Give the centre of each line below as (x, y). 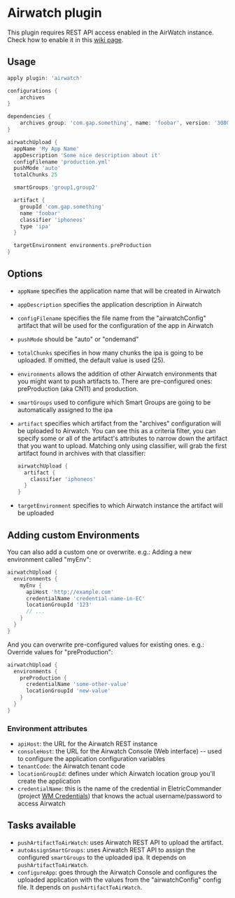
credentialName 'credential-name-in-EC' (85, 598)
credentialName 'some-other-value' (78, 685)
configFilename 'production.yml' (62, 162)
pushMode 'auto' (37, 169)
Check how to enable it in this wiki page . (65, 39)
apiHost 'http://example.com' (70, 592)
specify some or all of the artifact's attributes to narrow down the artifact (122, 438)
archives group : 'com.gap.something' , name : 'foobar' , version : (115, 123)
